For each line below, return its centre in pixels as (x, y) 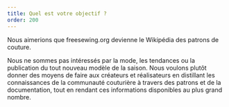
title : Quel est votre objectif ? (57, 13)
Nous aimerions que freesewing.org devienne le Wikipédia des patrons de (113, 39)
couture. (19, 47)
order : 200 (23, 20)
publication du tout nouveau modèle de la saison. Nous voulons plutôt (107, 68)
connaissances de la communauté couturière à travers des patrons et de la (114, 82)
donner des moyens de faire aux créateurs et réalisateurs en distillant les (111, 75)
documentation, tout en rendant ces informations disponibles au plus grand (115, 90)
